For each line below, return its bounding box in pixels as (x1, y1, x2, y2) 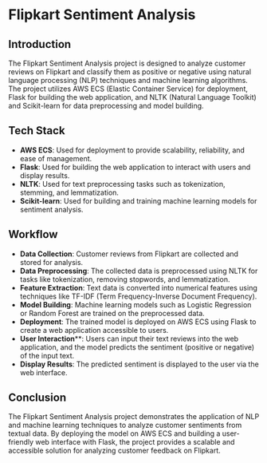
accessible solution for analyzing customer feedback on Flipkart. (8, 445, 221, 456)
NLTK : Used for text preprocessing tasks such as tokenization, (19, 179, 226, 188)
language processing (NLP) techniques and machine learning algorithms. (8, 76, 249, 85)
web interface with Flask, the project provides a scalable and (35, 437, 235, 447)
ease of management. (19, 153, 92, 163)
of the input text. (19, 350, 75, 360)
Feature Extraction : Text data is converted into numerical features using (19, 283, 257, 292)
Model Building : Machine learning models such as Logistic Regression (19, 299, 252, 309)
